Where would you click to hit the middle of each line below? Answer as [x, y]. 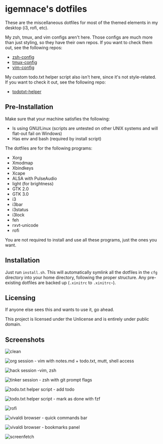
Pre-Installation [29, 107]
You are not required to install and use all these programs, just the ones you [81, 240]
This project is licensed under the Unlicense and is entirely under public [77, 319]
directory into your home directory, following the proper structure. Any [76, 277]
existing [13, 283]
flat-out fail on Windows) [37, 133]
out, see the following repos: [34, 47]
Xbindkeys [23, 168]
